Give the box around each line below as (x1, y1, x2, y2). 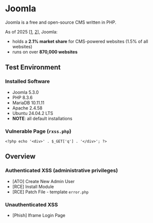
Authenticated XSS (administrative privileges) (5, 167, 118, 174)
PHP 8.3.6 (12, 94, 33, 100)
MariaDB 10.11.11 (12, 100, 44, 106)
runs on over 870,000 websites (12, 49, 78, 55)
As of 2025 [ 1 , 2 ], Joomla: (5, 29, 58, 35)
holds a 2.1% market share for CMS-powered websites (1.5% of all (12, 38, 149, 44)
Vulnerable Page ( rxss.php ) (5, 128, 72, 135)
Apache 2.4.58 (12, 105, 43, 111)
